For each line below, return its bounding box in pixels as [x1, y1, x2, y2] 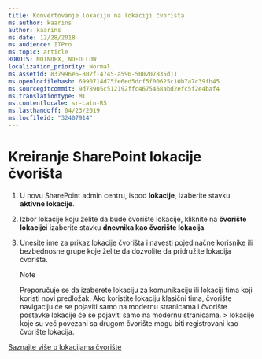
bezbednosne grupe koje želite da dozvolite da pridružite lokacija [19, 246, 231, 256]
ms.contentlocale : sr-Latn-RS [8, 99, 108, 107]
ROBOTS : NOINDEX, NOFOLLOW [8, 56, 97, 64]
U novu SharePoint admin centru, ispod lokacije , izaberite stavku [19, 191, 231, 200]
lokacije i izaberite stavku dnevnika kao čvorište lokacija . [19, 222, 207, 232]
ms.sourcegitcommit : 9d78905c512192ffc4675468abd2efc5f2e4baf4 [8, 84, 220, 93]
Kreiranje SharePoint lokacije [8, 148, 202, 166]
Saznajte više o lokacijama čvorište [8, 342, 122, 351]
